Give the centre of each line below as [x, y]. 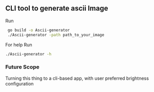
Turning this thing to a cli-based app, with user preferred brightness [77, 78]
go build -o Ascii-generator [39, 30]
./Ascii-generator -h [28, 54]
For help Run [19, 44]
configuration [20, 83]
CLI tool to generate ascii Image [57, 8]
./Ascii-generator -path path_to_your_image [56, 35]
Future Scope [22, 67]
